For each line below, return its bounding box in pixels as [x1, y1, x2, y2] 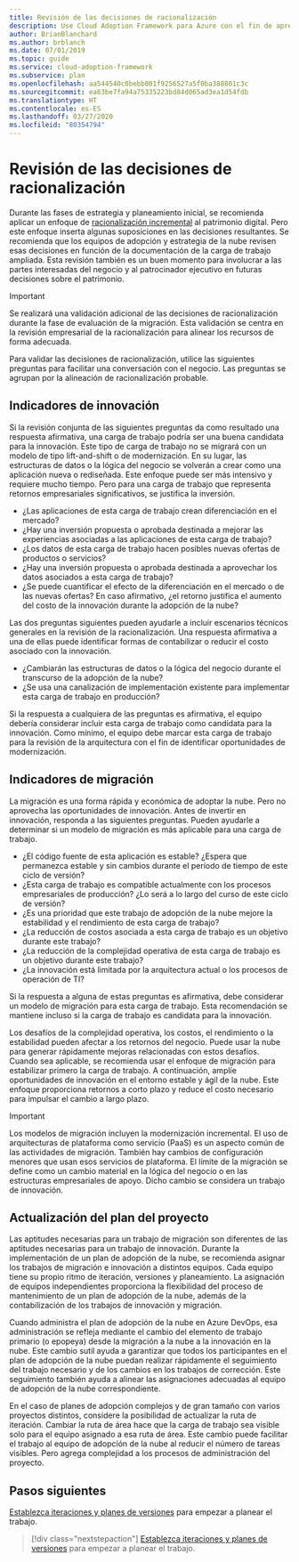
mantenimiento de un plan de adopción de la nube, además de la [9, 1291, 246, 1301]
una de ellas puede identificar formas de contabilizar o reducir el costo [9, 635, 269, 646]
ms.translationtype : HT [9, 95, 98, 105]
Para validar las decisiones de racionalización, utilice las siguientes [9, 353, 255, 364]
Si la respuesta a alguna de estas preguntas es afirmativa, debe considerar [9, 991, 284, 1001]
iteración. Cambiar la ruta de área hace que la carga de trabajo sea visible [9, 1420, 280, 1430]
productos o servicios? [21, 553, 107, 563]
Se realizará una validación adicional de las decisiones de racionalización [9, 308, 279, 319]
